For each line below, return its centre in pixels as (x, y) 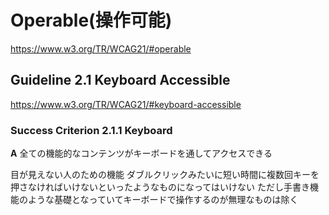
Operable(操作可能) (91, 20)
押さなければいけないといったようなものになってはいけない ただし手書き (160, 187)
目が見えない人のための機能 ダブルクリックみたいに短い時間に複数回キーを (165, 175)
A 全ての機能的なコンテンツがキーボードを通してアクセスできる (141, 153)
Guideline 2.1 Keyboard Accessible (120, 80)
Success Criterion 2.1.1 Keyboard (91, 130)
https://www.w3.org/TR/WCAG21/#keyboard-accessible (126, 104)
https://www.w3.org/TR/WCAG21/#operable (101, 48)
